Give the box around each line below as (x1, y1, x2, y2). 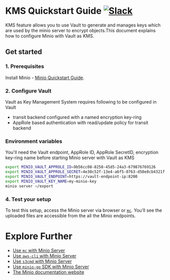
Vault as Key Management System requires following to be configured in (5, 98, 157, 105)
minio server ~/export (5, 184, 53, 189)
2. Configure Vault (5, 87, 52, 94)
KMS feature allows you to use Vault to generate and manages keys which (5, 22, 161, 28)
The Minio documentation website (12, 269, 84, 275)
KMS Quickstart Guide (5, 5, 102, 17)
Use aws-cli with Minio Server (12, 252, 77, 259)
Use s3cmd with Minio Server (12, 258, 72, 264)
